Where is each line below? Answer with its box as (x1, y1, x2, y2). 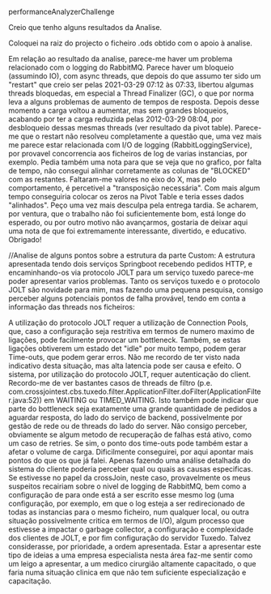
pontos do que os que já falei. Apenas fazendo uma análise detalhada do (8, 455, 252, 465)
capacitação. (8, 576, 52, 586)
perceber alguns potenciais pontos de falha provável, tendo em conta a (8, 293, 247, 303)
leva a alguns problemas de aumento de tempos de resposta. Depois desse (8, 97, 260, 106)
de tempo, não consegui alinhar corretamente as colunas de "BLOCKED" (8, 166, 251, 175)
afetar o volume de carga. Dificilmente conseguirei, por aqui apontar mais (8, 447, 254, 456)
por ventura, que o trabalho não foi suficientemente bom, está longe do (8, 209, 247, 218)
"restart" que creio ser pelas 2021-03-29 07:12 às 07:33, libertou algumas (8, 80, 254, 89)
